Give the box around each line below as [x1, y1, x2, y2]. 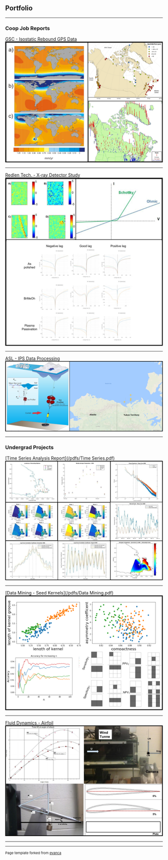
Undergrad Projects [5, 443, 54, 450]
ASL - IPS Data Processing [5, 355, 60, 361]
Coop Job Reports [5, 24, 50, 31]
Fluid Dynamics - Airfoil [5, 719, 53, 725]
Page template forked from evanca [5, 850, 61, 855]
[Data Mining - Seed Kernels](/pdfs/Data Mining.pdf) [5, 589, 114, 595]
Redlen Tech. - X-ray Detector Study [5, 172, 80, 178]
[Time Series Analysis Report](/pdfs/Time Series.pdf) [5, 455, 115, 461]
